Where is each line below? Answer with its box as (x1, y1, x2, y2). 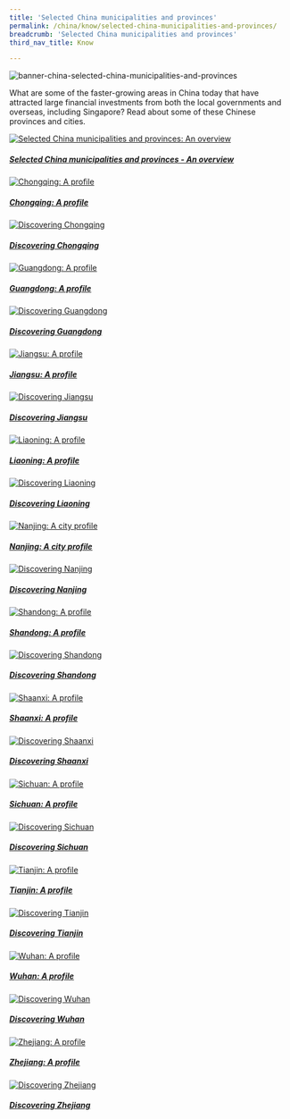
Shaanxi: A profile (9, 712, 79, 724)
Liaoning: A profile (9, 455, 80, 466)
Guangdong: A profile (9, 282, 92, 293)
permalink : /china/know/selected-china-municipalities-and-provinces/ (9, 21, 278, 30)
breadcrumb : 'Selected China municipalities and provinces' (9, 29, 238, 38)
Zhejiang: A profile (9, 1056, 80, 1068)
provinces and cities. (9, 116, 87, 127)
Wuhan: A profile (9, 971, 74, 981)
